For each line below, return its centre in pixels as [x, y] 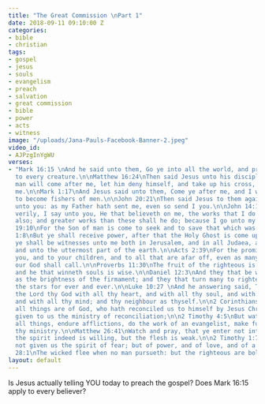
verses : [21, 163]
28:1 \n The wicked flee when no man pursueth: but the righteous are [130, 353]
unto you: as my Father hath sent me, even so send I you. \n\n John [129, 206]
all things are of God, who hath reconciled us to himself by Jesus [130, 309]
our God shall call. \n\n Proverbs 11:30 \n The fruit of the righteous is [136, 265]
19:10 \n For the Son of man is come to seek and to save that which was [136, 228]
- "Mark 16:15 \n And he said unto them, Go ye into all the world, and [128, 170]
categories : [28, 30]
